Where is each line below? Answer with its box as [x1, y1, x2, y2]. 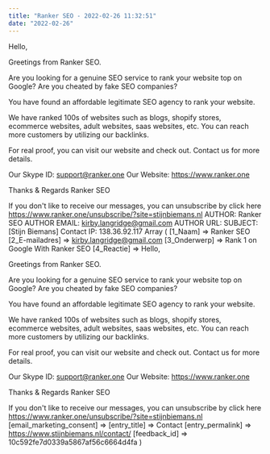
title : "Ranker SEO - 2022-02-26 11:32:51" [8, 11, 157, 20]
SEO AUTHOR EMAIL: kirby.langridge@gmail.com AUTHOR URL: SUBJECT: [8, 218, 259, 227]
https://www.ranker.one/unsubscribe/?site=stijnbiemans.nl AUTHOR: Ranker [8, 209, 262, 219]
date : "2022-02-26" [8, 19, 74, 27]
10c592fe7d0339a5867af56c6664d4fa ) [8, 437, 143, 447]
